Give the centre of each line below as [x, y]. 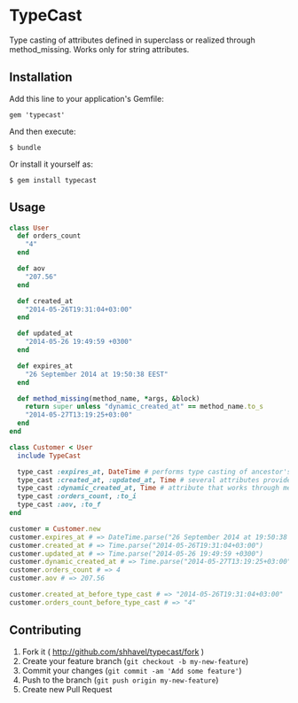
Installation [41, 78]
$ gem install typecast [53, 180]
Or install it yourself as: [51, 164]
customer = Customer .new [55, 528]
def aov [31, 269]
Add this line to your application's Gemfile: [86, 98]
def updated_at [45, 333]
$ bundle [25, 147]
